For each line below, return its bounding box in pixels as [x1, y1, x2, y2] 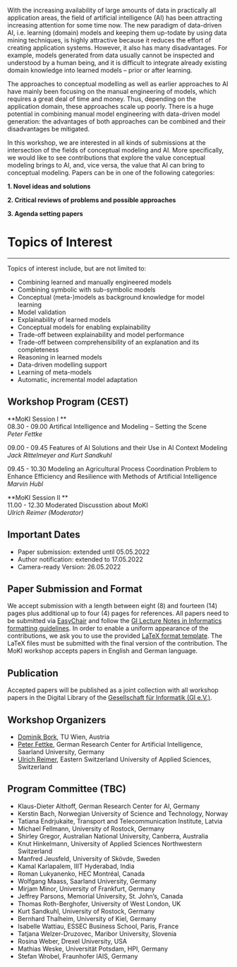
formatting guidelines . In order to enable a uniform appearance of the [7, 624, 209, 633]
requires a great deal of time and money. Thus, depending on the [7, 95, 196, 103]
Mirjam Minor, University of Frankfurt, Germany [17, 884, 155, 893]
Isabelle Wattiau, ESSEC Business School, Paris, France [17, 922, 179, 930]
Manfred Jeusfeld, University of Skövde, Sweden [17, 854, 161, 862]
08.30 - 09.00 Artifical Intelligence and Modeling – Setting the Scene [7, 422, 207, 430]
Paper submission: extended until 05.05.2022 [17, 547, 150, 556]
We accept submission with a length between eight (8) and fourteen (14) [7, 602, 218, 610]
